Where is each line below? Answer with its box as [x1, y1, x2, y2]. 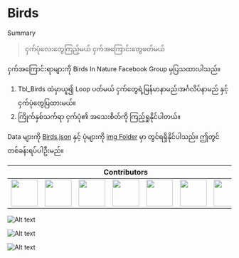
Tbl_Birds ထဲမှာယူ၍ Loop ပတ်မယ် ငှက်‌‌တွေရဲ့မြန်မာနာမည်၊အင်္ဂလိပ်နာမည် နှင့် [17, 84, 229, 93]
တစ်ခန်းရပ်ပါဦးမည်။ [7, 146, 64, 155]
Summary [7, 29, 36, 37]
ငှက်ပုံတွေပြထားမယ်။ [17, 98, 76, 107]
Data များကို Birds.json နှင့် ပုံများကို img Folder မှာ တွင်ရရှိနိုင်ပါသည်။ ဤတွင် [7, 132, 220, 140]
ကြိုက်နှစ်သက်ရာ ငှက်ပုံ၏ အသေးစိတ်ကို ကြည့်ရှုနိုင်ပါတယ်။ [17, 112, 181, 120]
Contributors [103, 167, 148, 177]
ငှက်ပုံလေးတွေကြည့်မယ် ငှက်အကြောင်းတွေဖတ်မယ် [24, 44, 165, 53]
